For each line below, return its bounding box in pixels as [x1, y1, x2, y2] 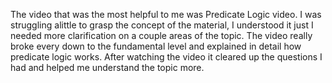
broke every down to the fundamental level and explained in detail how [10, 40, 302, 52]
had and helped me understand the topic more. [10, 62, 205, 73]
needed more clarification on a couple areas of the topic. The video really [10, 30, 313, 41]
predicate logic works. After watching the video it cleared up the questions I [10, 51, 323, 63]
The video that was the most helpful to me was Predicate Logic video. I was [10, 9, 322, 20]
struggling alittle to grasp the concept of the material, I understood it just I [10, 19, 314, 31]
